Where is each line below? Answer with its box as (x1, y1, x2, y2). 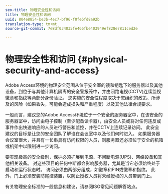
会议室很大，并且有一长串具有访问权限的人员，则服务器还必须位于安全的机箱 (5, 137, 163, 143)
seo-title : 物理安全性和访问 (5, 7, 60, 13)
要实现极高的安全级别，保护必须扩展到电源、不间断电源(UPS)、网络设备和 (5, 154, 158, 160)
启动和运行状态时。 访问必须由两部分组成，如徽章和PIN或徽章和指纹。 (5, 167, 150, 173)
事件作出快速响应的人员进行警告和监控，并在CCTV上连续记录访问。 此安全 (5, 124, 159, 131)
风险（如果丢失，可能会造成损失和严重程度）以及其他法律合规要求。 (14, 101, 154, 107)
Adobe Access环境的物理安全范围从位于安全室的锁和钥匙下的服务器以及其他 (5, 82, 163, 88)
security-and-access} (5, 65, 99, 76)
